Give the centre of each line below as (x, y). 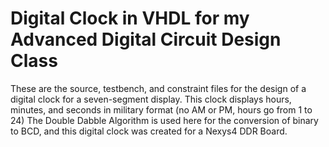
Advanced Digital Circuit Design (146, 39)
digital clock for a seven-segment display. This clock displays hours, (151, 99)
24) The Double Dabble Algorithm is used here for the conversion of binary (164, 120)
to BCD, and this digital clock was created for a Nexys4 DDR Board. (149, 131)
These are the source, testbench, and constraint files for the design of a (158, 88)
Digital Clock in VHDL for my (130, 18)
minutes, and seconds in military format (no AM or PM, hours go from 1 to (161, 109)
